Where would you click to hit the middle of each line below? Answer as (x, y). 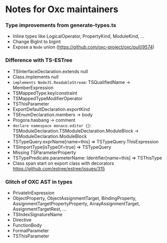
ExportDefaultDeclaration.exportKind (51, 109)
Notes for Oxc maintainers (62, 9)
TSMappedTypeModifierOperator (47, 98)
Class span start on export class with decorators (63, 163)
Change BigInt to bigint (37, 42)
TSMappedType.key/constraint (45, 93)
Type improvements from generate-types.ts (61, 25)
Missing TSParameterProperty (44, 152)
